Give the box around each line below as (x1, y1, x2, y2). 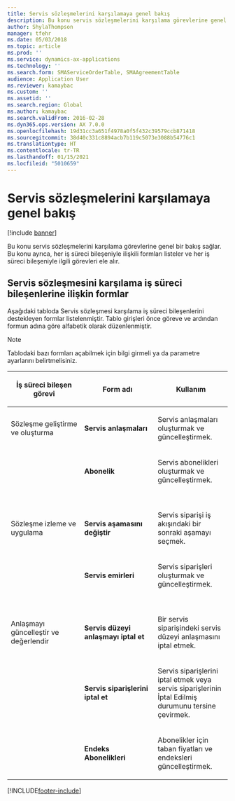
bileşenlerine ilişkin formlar (7, 288, 129, 300)
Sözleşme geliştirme (10, 418, 78, 428)
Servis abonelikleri (157, 457, 219, 467)
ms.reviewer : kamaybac (7, 82, 73, 89)
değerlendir (10, 636, 49, 645)
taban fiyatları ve (157, 744, 213, 753)
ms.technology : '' (7, 62, 61, 69)
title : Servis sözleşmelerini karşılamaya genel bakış (7, 10, 171, 18)
